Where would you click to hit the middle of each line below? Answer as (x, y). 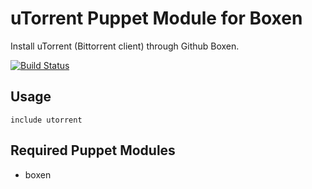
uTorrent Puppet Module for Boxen (156, 18)
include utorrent (46, 120)
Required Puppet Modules (93, 150)
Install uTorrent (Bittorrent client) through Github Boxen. (125, 46)
